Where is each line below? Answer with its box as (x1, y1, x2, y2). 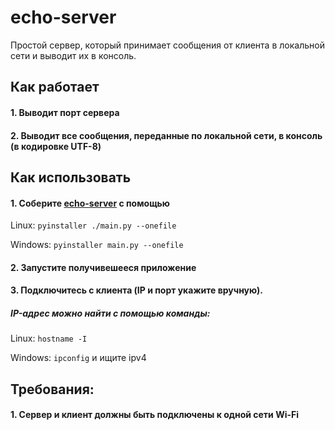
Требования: (10, 381, 95, 398)
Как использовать (10, 169, 132, 186)
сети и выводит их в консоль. (10, 49, 137, 61)
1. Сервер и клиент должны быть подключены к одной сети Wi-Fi (10, 409, 300, 421)
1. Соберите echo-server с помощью (10, 197, 170, 209)
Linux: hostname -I (10, 332, 88, 345)
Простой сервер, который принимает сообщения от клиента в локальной (10, 39, 325, 51)
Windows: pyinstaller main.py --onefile (10, 239, 184, 251)
